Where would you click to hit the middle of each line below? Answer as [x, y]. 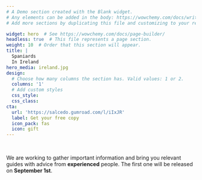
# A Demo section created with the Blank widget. [70, 12]
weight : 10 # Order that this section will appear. [74, 45]
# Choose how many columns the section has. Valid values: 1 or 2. [98, 79]
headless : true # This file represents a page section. [79, 40]
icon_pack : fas [31, 123]
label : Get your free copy [45, 118]
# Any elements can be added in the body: [60, 17]
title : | [17, 51]
